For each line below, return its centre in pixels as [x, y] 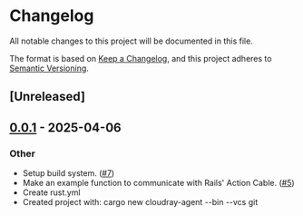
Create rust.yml [51, 192]
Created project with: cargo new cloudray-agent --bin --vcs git [140, 202]
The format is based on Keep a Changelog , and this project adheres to [141, 58]
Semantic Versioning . [49, 68]
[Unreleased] [48, 97]
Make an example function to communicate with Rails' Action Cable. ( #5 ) [158, 183]
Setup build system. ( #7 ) [68, 173]
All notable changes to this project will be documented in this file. [132, 41]
